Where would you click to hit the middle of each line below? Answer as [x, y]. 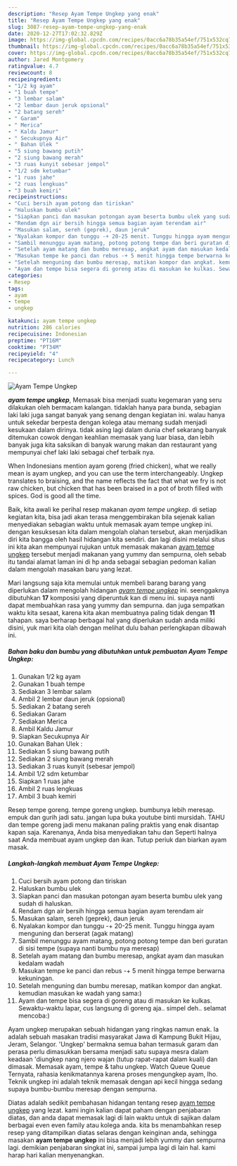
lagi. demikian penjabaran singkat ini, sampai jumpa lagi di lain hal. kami [112, 1148]
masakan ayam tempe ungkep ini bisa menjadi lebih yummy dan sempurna [117, 1140]
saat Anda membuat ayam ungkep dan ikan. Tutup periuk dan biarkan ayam [117, 840]
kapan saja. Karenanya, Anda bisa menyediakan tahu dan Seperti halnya [113, 832]
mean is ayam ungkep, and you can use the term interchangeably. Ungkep [116, 474]
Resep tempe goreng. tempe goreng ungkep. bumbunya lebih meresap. [111, 810]
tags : [16, 289]
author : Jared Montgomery [46, 60]
